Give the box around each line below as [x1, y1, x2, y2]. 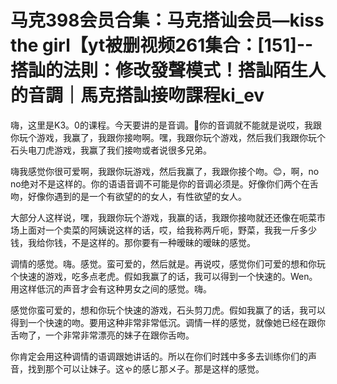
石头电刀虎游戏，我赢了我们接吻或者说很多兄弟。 [10, 144, 212, 156]
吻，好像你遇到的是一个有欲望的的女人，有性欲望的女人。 [10, 190, 247, 202]
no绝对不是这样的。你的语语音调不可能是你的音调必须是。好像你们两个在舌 [10, 177, 319, 190]
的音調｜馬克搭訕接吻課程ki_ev [10, 84, 265, 107]
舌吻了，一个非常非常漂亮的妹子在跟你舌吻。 [10, 329, 195, 341]
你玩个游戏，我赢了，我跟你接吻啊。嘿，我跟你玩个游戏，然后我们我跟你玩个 [10, 131, 326, 143]
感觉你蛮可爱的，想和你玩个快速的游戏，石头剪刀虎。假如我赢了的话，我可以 [10, 304, 326, 316]
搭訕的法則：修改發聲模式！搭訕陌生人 [10, 59, 327, 82]
